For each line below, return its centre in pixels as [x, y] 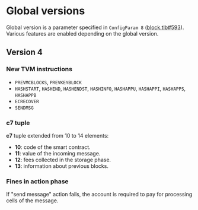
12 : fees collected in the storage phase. [63, 160]
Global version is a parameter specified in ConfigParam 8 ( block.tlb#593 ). [95, 27]
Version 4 [25, 52]
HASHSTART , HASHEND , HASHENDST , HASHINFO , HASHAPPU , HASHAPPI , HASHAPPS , [100, 88]
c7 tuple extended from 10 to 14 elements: [58, 135]
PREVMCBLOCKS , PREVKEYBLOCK [48, 82]
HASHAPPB [25, 95]
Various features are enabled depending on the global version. [82, 33]
